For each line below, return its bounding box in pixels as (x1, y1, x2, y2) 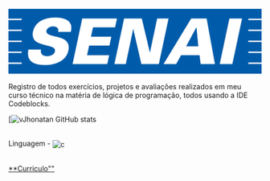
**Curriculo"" (8, 163, 55, 173)
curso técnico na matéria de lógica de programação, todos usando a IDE (8, 90, 248, 101)
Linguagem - (8, 138, 51, 149)
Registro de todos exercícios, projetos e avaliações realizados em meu (8, 82, 242, 92)
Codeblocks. (8, 99, 51, 109)
